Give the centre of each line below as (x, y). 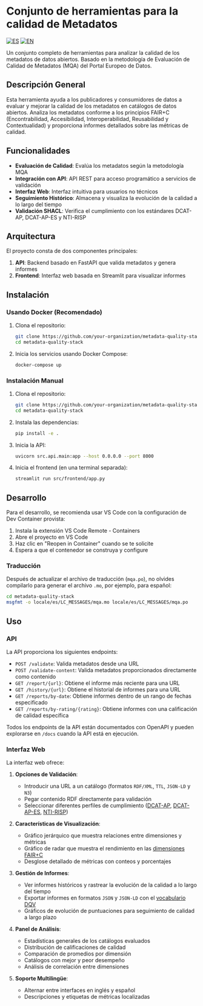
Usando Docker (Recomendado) (55, 312)
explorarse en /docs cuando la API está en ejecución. (73, 734)
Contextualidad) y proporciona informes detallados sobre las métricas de (98, 125)
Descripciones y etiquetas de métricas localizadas (87, 997)
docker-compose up (38, 365)
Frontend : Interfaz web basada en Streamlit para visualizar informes (100, 276)
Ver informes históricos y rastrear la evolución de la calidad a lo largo (110, 885)
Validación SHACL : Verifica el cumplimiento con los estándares (95, 210)
